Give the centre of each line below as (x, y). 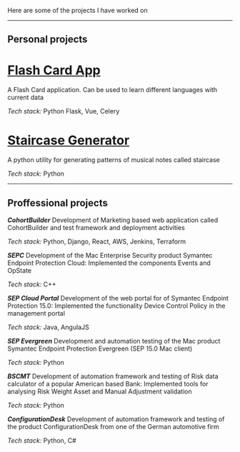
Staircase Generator (69, 140)
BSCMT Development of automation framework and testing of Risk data (113, 376)
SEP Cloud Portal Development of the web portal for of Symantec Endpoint (118, 298)
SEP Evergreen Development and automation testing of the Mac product (114, 341)
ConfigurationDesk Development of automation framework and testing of (116, 419)
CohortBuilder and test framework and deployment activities (96, 228)
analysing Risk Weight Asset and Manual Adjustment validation (100, 391)
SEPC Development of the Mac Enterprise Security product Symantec (110, 256)
